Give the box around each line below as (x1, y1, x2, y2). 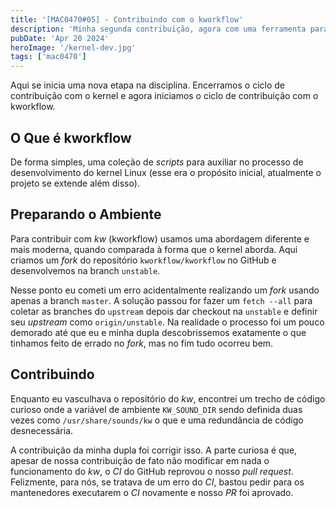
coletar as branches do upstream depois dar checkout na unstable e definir (10, 305, 318, 317)
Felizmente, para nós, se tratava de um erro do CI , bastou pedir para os (10, 476, 305, 488)
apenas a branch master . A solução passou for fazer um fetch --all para (10, 294, 313, 306)
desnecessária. (10, 424, 74, 436)
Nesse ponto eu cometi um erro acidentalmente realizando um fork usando (10, 284, 320, 296)
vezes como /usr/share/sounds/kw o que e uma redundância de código (10, 414, 304, 426)
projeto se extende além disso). (10, 177, 140, 189)
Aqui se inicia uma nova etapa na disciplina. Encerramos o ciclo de (10, 79, 285, 91)
